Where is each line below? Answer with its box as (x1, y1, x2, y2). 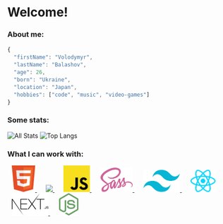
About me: (7, 30, 44, 40)
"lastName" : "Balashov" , (13, 61, 87, 69)
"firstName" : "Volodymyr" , (13, 54, 93, 61)
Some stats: (7, 115, 49, 125)
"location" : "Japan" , (13, 83, 78, 90)
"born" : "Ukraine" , (13, 76, 71, 83)
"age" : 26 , (13, 69, 46, 76)
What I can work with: (7, 149, 84, 159)
